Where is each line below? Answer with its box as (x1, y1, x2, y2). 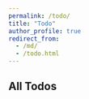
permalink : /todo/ (8, 11, 70, 20)
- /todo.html (15, 49, 60, 58)
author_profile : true (8, 27, 82, 35)
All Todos (8, 80, 57, 93)
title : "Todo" (8, 19, 57, 28)
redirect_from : (8, 34, 60, 43)
